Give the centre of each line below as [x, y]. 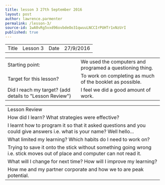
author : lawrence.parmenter [34, 19]
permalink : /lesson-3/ [28, 23]
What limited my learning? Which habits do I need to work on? [79, 139]
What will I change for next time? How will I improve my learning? [82, 161]
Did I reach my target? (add [39, 90]
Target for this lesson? [33, 79]
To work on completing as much [118, 76]
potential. [18, 175]
